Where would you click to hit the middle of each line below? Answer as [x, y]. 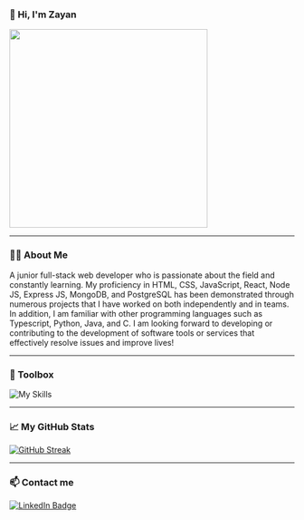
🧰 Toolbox [32, 374]
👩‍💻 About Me [38, 255]
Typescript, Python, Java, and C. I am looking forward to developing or [141, 323]
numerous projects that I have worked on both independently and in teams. [149, 304]
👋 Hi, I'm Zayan [43, 15]
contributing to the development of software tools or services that [132, 333]
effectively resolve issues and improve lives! [92, 342]
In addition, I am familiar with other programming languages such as [136, 313]
